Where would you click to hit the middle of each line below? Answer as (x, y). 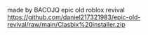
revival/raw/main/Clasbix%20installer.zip (66, 24)
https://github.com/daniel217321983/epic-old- (74, 17)
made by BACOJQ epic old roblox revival (66, 10)
